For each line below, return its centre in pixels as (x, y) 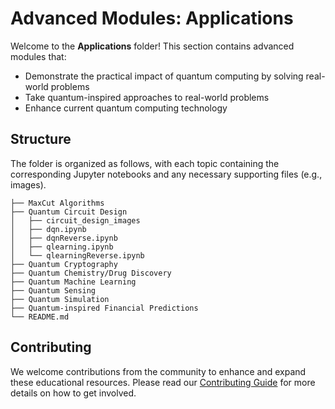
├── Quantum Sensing (53, 290)
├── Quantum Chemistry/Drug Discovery (91, 273)
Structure (41, 139)
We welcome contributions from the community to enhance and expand (158, 371)
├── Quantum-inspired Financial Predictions (104, 308)
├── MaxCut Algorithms (57, 203)
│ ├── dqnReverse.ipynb (64, 238)
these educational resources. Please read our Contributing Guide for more (163, 382)
